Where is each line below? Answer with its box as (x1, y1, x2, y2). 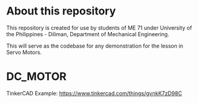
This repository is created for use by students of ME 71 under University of (6, 24, 193, 31)
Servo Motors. (6, 48, 42, 55)
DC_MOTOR (6, 70, 67, 84)
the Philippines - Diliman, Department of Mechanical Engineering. (6, 30, 170, 37)
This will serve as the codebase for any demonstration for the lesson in (6, 42, 183, 49)
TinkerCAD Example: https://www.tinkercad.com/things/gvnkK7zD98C (6, 89, 183, 97)
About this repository (6, 4, 116, 18)
